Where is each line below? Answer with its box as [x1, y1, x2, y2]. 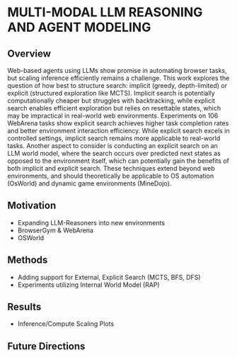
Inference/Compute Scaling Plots [17, 319, 115, 328]
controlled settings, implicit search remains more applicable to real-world [7, 134, 221, 142]
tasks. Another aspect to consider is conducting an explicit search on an [7, 142, 218, 149]
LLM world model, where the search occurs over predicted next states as [7, 149, 221, 157]
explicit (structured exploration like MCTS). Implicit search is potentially [7, 89, 215, 97]
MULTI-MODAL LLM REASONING [7, 4, 203, 21]
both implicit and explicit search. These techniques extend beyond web [7, 164, 216, 172]
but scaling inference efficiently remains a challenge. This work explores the [7, 74, 230, 82]
